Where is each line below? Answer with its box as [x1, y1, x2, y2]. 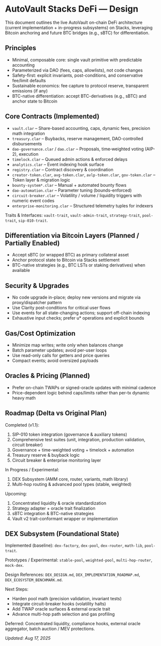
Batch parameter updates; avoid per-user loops [12, 347, 107, 353]
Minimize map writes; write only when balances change [12, 342, 124, 348]
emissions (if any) [12, 88, 48, 93]
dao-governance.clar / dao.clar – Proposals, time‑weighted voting [12, 146, 144, 152]
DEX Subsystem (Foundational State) [5, 530, 120, 538]
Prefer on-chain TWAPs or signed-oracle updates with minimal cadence [12, 384, 156, 390]
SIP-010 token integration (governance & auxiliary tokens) [12, 431, 128, 437]
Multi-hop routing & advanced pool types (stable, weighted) [12, 481, 132, 487]
